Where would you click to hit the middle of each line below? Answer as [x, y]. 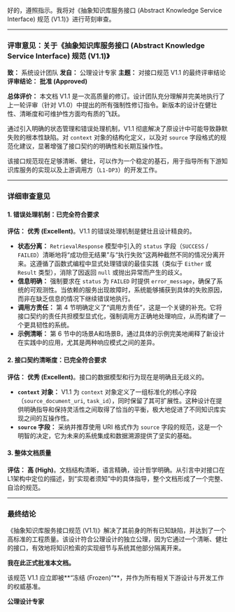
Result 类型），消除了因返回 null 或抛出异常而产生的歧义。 [102, 273]
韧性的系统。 [55, 325]
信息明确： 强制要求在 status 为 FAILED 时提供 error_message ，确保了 [117, 281]
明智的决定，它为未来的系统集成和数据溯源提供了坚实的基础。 [106, 435]
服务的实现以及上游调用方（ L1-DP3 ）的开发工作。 [90, 170]
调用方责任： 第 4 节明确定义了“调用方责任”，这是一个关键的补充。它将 [120, 308]
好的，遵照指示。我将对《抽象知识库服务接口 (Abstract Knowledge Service [115, 10]
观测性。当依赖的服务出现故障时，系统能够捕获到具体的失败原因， [131, 290]
